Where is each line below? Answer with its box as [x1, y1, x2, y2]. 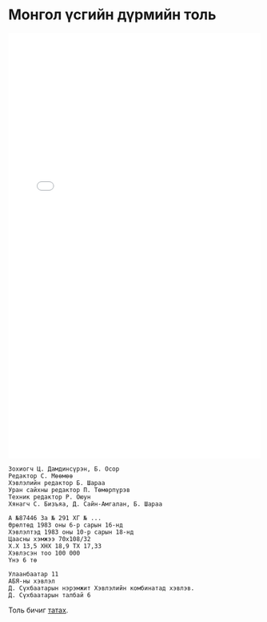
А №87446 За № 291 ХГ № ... [8, 514, 102, 522]
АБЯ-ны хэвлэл [8, 577, 56, 585]
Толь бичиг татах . [8, 605, 69, 615]
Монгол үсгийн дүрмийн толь [8, 6, 217, 24]
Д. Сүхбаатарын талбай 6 [8, 591, 91, 599]
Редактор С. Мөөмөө [8, 471, 74, 480]
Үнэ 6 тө [8, 555, 38, 564]
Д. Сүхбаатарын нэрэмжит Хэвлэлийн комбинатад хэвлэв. [8, 584, 195, 592]
